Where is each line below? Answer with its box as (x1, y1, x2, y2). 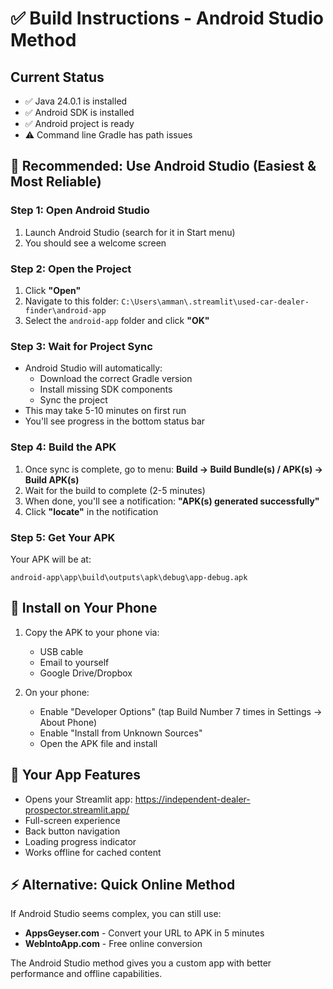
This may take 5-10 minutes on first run (24, 405, 187, 417)
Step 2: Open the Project (10, 262, 132, 276)
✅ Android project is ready (24, 118, 135, 129)
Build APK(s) (24, 473, 80, 486)
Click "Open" (24, 284, 82, 296)
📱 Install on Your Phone (10, 600, 158, 617)
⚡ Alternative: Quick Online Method (10, 876, 236, 893)
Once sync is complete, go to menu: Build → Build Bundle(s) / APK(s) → (24, 463, 323, 475)
